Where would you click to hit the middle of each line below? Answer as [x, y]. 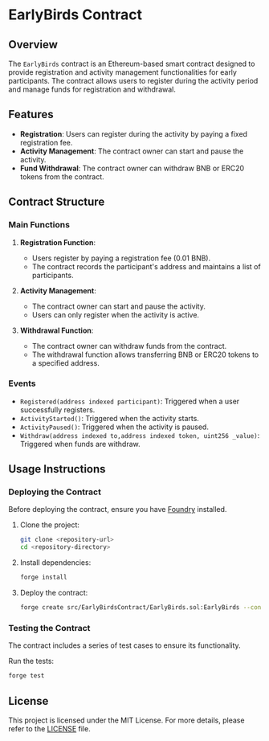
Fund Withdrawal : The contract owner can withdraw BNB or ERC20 [132, 168]
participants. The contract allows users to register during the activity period [133, 81]
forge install [43, 577]
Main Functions [39, 225]
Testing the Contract [49, 628]
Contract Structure [57, 202]
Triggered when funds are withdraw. [80, 444]
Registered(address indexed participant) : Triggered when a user [130, 401]
